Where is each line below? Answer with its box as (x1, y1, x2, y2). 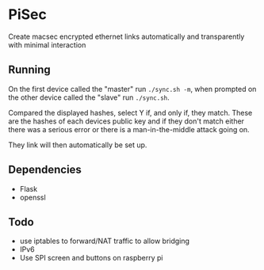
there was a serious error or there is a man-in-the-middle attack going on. (8, 124, 250, 134)
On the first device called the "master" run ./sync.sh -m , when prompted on (8, 84, 257, 93)
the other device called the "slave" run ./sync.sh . (8, 93, 170, 102)
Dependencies (8, 163, 82, 177)
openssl (19, 192, 46, 202)
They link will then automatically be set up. (8, 140, 147, 150)
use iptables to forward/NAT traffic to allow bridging (19, 236, 190, 246)
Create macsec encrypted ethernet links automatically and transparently (8, 32, 245, 41)
